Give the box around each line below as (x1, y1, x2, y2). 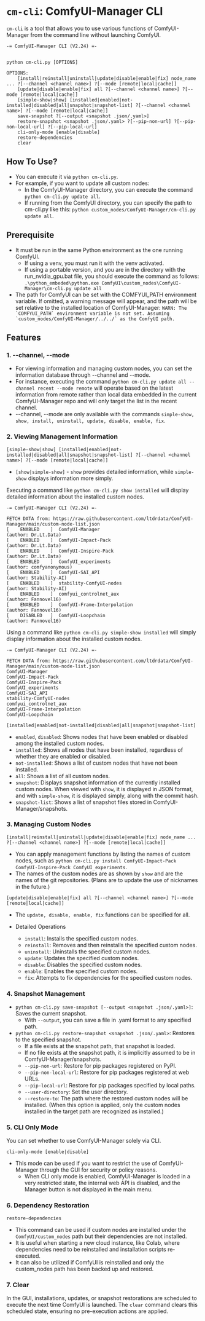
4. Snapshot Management (6, 989, 85, 998)
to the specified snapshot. (15, 1036, 82, 1043)
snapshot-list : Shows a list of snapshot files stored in (15, 798, 152, 806)
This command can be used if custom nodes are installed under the (15, 1226, 187, 1233)
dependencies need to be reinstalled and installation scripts (15, 1245, 167, 1253)
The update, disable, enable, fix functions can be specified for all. (15, 911, 190, 918)
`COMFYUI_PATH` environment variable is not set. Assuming (15, 310, 170, 317)
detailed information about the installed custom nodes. (6, 493, 144, 500)
